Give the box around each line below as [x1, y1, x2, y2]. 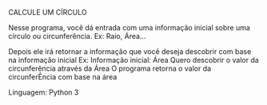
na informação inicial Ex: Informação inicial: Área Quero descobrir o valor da [8, 56, 260, 64]
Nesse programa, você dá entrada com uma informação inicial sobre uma [8, 23, 250, 32]
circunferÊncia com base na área [8, 72, 118, 81]
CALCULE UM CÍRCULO [8, 8, 87, 17]
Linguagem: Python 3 [8, 87, 79, 97]
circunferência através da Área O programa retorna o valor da [8, 64, 212, 73]
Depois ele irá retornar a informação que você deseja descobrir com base [8, 47, 252, 56]
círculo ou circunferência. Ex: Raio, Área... [8, 32, 146, 41]
